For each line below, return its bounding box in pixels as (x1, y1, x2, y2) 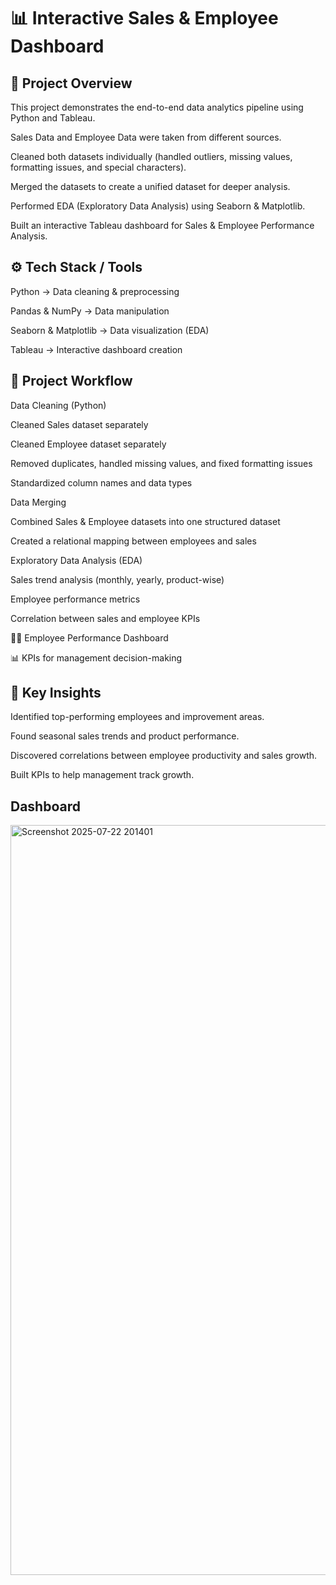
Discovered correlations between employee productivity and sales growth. (10, 750, 318, 762)
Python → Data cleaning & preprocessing (10, 285, 180, 297)
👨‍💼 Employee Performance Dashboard (10, 631, 169, 644)
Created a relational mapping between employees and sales (10, 535, 257, 547)
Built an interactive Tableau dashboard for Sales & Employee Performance (10, 220, 315, 231)
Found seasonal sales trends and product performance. (10, 730, 240, 742)
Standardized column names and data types (10, 476, 193, 489)
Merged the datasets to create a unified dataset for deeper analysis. (10, 181, 291, 192)
